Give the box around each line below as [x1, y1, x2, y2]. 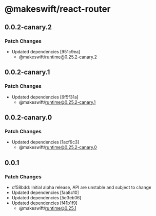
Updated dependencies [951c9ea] [11, 48, 80, 54]
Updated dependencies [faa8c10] [11, 190, 79, 195]
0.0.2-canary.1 [4, 68, 50, 76]
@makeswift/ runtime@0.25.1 [19, 205, 77, 211]
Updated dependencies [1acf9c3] [11, 139, 79, 145]
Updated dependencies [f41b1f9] [11, 200, 78, 206]
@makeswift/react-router [4, 3, 111, 15]
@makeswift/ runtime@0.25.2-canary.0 [19, 144, 97, 150]
